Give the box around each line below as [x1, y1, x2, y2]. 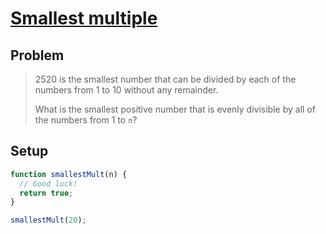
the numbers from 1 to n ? [34, 114, 138, 126]
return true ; [19, 188, 74, 198]
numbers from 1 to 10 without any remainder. [34, 84, 219, 96]
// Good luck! [19, 178, 78, 189]
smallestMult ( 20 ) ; [10, 215, 87, 226]
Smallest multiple [10, 7, 158, 30]
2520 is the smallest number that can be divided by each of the [34, 73, 297, 85]
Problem [10, 47, 65, 64]
